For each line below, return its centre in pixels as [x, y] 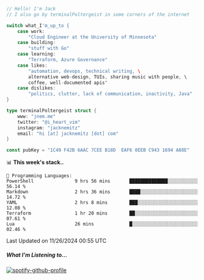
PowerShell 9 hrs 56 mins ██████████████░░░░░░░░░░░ [102, 181]
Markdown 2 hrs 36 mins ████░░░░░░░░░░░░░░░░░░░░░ [102, 192]
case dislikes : [37, 88]
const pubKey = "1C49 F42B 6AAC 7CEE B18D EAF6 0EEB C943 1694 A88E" [98, 150]
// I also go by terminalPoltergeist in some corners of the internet [98, 14]
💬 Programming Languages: [39, 176]
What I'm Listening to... [37, 255]
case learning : [37, 54]
